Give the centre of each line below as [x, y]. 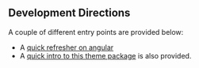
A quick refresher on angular [67, 47]
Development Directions [69, 13]
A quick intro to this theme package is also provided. [105, 55]
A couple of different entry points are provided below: [96, 32]
